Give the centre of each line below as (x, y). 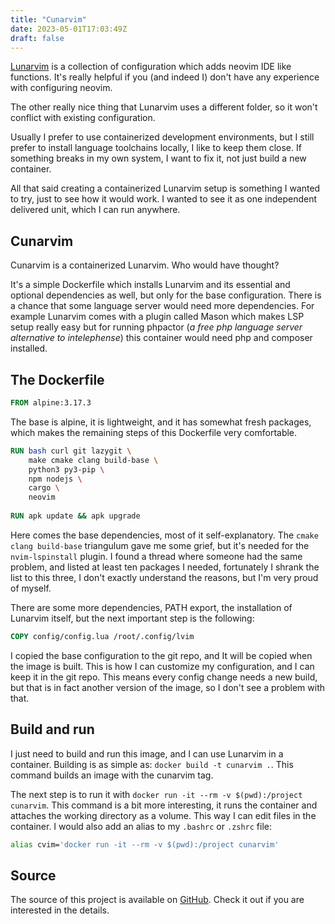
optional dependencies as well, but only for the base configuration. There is (166, 295)
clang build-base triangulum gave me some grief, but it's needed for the (160, 545)
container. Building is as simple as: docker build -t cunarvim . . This (152, 764)
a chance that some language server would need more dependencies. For (162, 306)
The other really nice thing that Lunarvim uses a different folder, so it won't (164, 107)
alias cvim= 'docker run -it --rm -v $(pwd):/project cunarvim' (145, 844)
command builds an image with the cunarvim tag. (112, 775)
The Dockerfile (57, 379)
